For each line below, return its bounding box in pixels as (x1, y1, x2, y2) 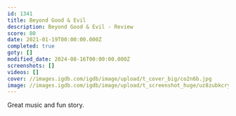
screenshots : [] (7, 62, 55, 69)
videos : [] (7, 68, 39, 75)
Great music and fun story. (7, 101, 84, 109)
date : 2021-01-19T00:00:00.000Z (7, 36, 102, 43)
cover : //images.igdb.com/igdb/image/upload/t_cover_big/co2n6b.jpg (7, 75, 212, 82)
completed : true (7, 43, 55, 50)
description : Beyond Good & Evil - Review (7, 23, 133, 30)
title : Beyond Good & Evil (7, 17, 86, 24)
